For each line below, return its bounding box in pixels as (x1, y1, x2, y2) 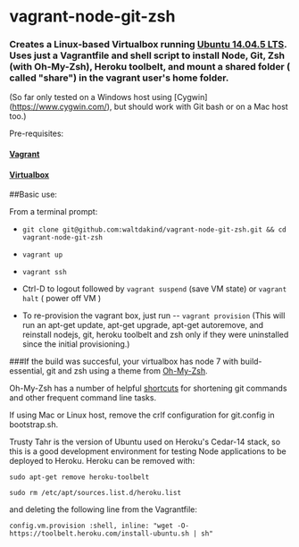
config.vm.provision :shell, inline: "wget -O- (9, 521, 190, 531)
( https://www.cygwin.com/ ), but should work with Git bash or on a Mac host (9, 101, 288, 113)
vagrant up (21, 250, 63, 260)
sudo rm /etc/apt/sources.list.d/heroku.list (9, 489, 181, 498)
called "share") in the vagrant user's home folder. (9, 72, 229, 84)
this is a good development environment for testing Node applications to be (9, 446, 287, 457)
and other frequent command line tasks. (9, 392, 157, 403)
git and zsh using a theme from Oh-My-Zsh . (46, 366, 208, 376)
